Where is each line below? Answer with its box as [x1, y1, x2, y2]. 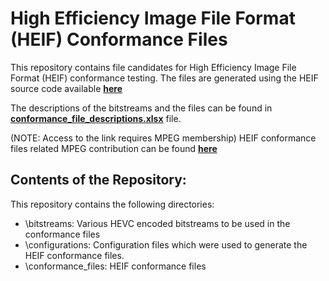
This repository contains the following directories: [10, 198, 215, 210]
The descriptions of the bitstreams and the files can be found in [10, 102, 273, 114]
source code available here [10, 82, 123, 94]
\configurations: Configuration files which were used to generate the [24, 238, 308, 251]
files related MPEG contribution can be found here [10, 142, 218, 154]
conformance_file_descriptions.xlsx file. [10, 112, 182, 124]
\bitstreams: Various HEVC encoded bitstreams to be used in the [24, 217, 291, 229]
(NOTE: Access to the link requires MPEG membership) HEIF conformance [10, 132, 317, 144]
